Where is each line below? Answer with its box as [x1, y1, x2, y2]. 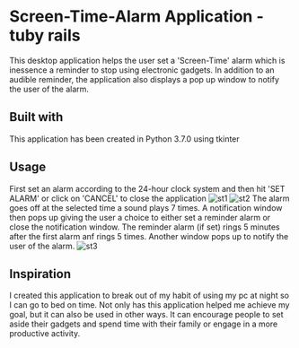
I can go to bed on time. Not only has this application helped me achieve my [9, 300, 290, 310]
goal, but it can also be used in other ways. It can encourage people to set [9, 309, 285, 320]
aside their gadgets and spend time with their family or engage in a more [9, 318, 278, 329]
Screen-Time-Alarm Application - [9, 6, 265, 27]
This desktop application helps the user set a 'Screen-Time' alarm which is [9, 55, 286, 65]
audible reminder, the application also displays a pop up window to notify [9, 74, 280, 84]
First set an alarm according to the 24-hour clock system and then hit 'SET [9, 183, 286, 194]
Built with [9, 109, 64, 125]
